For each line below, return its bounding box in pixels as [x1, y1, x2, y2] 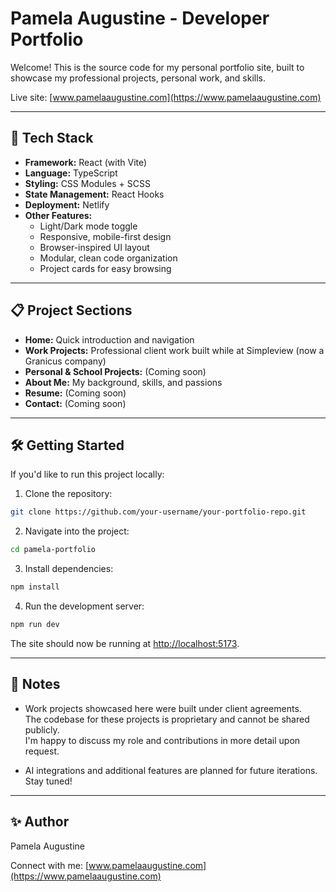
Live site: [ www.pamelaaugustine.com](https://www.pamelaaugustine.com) [10, 91, 322, 103]
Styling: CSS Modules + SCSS [24, 177, 151, 189]
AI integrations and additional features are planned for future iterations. [24, 764, 318, 776]
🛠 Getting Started [10, 437, 125, 454]
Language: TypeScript [24, 167, 118, 179]
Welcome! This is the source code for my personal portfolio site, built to [10, 61, 305, 73]
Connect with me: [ [10, 859, 89, 871]
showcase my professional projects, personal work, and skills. [10, 72, 266, 84]
